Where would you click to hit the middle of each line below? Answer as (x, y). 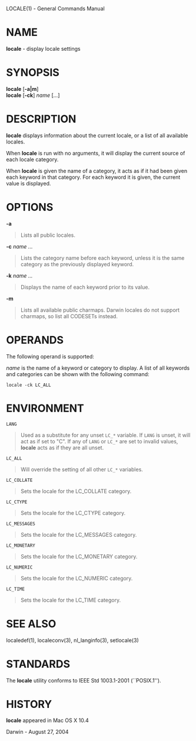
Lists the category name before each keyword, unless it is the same (102, 258)
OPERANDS (35, 340)
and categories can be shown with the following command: (78, 374)
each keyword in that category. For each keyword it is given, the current (93, 177)
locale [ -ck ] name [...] (33, 95)
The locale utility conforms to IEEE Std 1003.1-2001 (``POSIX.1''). (84, 680)
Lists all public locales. (48, 235)
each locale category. (32, 159)
